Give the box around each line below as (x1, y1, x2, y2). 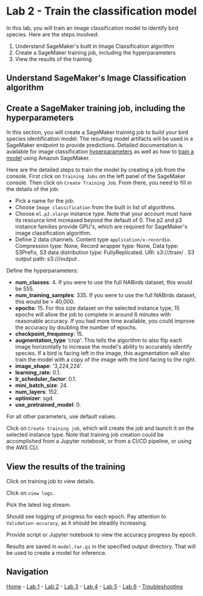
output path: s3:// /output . (15, 255, 80, 263)
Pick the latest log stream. (6, 501, 72, 508)
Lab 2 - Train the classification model (6, 4, 197, 18)
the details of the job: (6, 186, 59, 193)
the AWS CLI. (6, 444, 39, 451)
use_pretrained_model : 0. (15, 401, 81, 409)
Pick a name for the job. (15, 197, 75, 204)
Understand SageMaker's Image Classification (6, 73, 187, 83)
